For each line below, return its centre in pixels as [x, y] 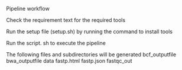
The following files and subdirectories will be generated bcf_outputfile [91, 55]
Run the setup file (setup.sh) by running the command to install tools [90, 31]
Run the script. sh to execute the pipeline [56, 43]
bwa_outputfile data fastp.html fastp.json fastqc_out [69, 61]
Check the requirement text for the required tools [66, 20]
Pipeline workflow [28, 9]
